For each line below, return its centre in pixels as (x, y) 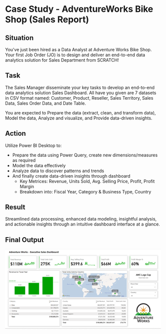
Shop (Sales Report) (47, 19)
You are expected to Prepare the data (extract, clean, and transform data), (81, 112)
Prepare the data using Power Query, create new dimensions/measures (85, 155)
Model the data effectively (39, 165)
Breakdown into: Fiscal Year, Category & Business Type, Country (85, 191)
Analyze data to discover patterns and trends (58, 171)
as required (24, 160)
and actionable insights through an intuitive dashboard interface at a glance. (83, 224)
